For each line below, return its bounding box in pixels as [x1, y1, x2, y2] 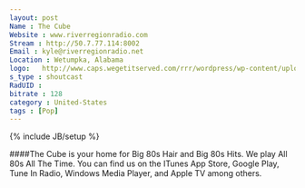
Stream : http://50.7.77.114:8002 [9, 38, 141, 48]
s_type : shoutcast [9, 73, 84, 82]
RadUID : [9, 81, 43, 90]
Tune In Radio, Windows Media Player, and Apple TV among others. [9, 168, 262, 179]
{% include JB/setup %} [9, 131, 100, 142]
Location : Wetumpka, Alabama [9, 55, 124, 64]
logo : [9, 64, 30, 74]
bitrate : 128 [9, 89, 64, 98]
